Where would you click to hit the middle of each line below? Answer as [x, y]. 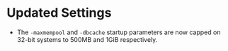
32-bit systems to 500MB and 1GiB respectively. [87, 39]
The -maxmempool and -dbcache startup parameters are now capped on [119, 32]
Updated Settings [59, 13]
